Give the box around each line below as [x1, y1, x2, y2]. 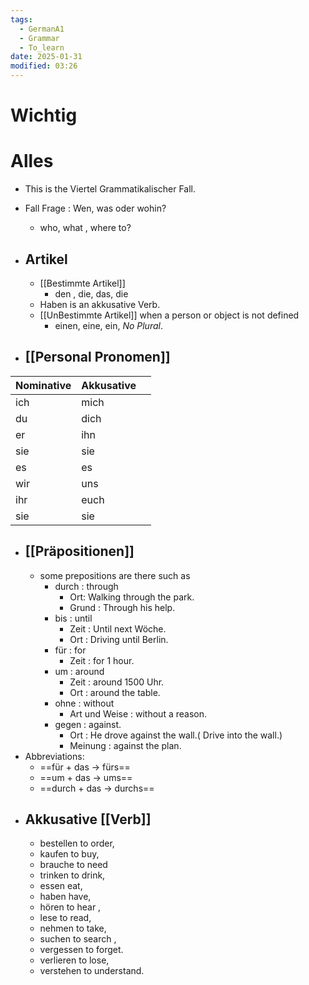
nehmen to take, [39, 922, 107, 935]
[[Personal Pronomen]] [24, 349, 171, 366]
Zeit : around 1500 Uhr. [69, 676, 165, 688]
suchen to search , [39, 933, 117, 945]
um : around [54, 665, 105, 677]
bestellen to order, [39, 837, 115, 850]
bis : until [54, 612, 93, 624]
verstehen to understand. [39, 965, 145, 977]
